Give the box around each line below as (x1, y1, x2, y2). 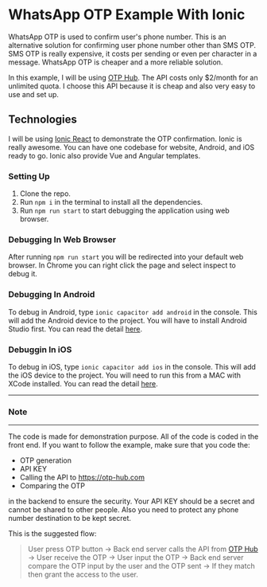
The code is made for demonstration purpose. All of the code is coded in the (8, 432, 259, 441)
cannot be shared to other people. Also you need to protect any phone (8, 505, 239, 515)
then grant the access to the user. (27, 569, 139, 579)
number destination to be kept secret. (8, 514, 131, 523)
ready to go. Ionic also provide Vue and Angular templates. (8, 151, 201, 160)
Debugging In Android (8, 289, 95, 300)
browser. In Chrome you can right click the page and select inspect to (8, 260, 237, 270)
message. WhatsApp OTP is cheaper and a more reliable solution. (8, 57, 223, 67)
